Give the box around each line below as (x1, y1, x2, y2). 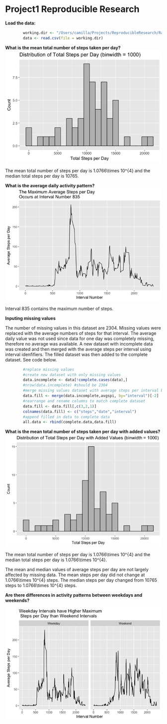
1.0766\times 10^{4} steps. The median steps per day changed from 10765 (5, 577, 158, 583)
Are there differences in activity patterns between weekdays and (5, 592, 143, 598)
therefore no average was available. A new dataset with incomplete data (5, 341, 153, 347)
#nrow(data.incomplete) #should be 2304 (23, 383, 108, 388)
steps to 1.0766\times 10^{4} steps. (5, 583, 77, 589)
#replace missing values (23, 367, 75, 372)
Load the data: (5, 20, 36, 26)
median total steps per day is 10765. (5, 173, 79, 179)
